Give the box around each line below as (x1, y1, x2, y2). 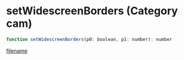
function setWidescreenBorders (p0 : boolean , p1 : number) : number (6, 36, 172, 42)
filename (6, 47, 28, 54)
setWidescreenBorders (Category (6, 4, 178, 18)
